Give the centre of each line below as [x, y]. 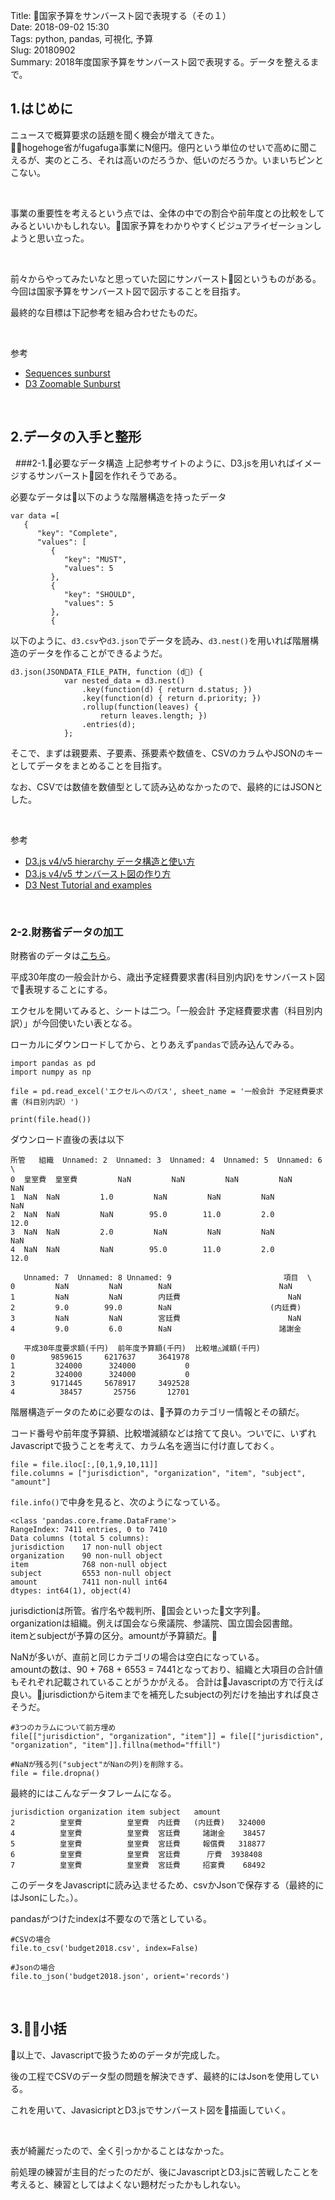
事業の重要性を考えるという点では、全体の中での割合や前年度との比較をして [168, 213]
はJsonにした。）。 [47, 1897]
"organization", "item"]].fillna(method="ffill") [116, 1745]
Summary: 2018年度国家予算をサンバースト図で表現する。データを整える [160, 62]
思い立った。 [63, 238]
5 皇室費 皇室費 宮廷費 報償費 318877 [138, 1844]
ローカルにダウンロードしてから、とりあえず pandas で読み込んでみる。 [155, 1044]
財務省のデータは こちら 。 [63, 955]
